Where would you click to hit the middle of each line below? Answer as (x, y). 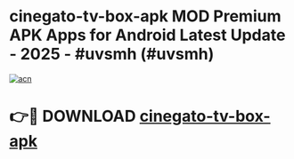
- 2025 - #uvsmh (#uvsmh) (112, 54)
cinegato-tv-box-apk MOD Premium (145, 16)
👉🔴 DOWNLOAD (73, 116)
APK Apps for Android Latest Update (147, 35)
